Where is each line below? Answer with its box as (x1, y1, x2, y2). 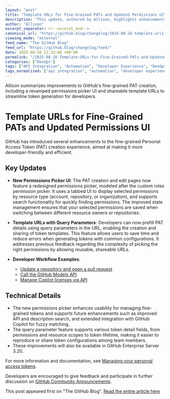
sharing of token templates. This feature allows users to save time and (12, 230, 159, 236)
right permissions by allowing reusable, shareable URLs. (12, 246, 130, 252)
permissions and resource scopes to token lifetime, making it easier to (12, 332, 159, 338)
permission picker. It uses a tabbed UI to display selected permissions (12, 188, 159, 194)
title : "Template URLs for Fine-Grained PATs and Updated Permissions (5, 12, 157, 17)
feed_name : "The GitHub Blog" (5, 41, 69, 46)
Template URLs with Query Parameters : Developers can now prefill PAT (12, 219, 163, 225)
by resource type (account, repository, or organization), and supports (12, 193, 158, 200)
